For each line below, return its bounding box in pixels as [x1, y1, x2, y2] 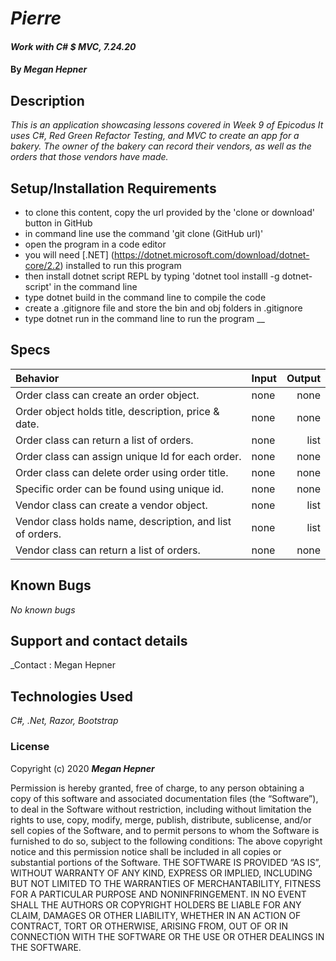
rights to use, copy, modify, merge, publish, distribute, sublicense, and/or [10, 813, 312, 826]
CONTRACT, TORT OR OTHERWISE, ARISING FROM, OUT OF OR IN [10, 920, 289, 932]
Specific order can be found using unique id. [15, 482, 224, 496]
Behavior [15, 371, 60, 385]
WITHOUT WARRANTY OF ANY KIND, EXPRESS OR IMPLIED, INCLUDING [10, 867, 313, 879]
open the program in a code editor [24, 238, 167, 250]
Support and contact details [10, 633, 188, 650]
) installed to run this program [59, 260, 182, 271]
